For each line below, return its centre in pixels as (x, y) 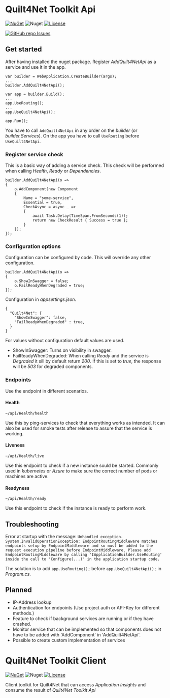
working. (14, 433)
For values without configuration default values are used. (65, 341)
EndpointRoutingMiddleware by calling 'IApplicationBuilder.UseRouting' (84, 555)
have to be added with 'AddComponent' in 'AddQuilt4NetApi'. (77, 634)
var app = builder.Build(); (35, 94)
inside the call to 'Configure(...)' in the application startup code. (82, 559)
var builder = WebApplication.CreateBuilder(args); (61, 76)
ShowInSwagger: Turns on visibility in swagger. (62, 350)
